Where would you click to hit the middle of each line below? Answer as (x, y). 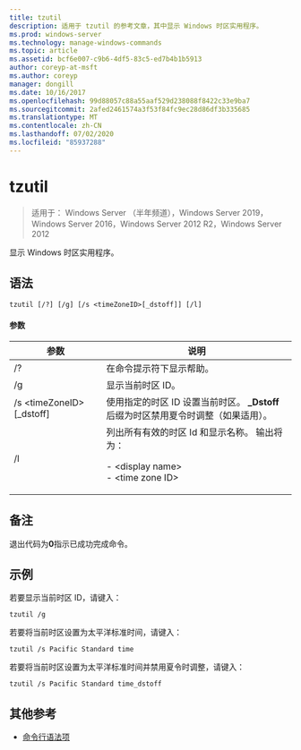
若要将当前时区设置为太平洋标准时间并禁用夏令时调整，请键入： (127, 667)
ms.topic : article (43, 51)
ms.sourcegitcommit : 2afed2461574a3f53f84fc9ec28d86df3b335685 (130, 109)
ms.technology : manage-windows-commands (86, 43)
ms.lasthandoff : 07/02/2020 (62, 134)
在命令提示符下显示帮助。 (160, 368)
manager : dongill (42, 84)
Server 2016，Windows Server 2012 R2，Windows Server (175, 224)
